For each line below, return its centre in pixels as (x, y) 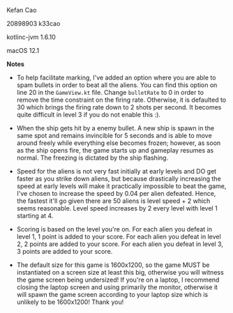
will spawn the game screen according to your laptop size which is (112, 295)
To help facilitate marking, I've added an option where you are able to (116, 77)
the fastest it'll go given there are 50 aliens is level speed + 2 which (113, 201)
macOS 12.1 (23, 51)
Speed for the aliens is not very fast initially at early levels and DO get (116, 171)
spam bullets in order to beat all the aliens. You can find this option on (117, 85)
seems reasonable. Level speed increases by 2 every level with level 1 (117, 208)
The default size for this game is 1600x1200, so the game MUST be (113, 265)
